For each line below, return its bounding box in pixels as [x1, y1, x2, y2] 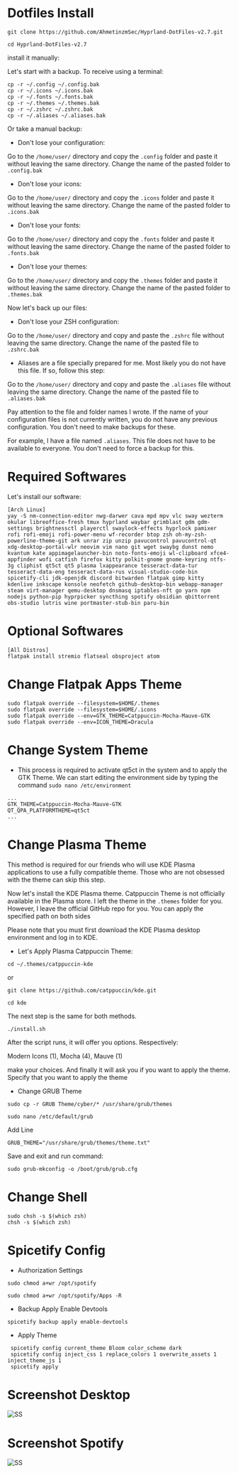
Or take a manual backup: [7, 124, 83, 133]
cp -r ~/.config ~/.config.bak [7, 80, 100, 88]
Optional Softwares [7, 623, 124, 639]
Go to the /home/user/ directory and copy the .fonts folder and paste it [7, 235, 215, 243]
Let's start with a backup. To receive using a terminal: [7, 67, 164, 75]
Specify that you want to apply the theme [7, 1073, 128, 1081]
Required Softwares [7, 469, 127, 485]
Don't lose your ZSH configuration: [17, 317, 120, 326]
